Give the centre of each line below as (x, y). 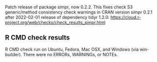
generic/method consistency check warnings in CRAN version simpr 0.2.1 (79, 12)
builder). (13, 54)
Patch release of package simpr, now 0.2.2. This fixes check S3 (69, 7)
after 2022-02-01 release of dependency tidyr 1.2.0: (57, 17)
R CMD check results (38, 38)
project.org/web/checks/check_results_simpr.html (55, 22)
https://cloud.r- (126, 17)
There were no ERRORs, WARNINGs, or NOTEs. (70, 54)
